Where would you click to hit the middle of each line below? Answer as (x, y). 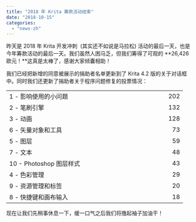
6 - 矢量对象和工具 (36, 130)
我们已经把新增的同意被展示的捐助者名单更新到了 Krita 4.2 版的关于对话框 (97, 74)
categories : (21, 23)
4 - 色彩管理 (27, 175)
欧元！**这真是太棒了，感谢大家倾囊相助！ (59, 61)
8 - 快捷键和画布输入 (39, 198)
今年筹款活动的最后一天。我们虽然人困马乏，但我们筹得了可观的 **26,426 (98, 54)
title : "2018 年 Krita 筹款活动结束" (50, 12)
